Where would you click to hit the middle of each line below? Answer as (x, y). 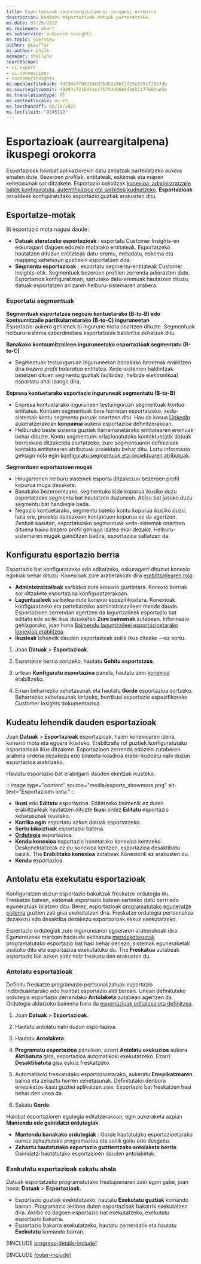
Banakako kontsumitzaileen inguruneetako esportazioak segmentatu (94, 345)
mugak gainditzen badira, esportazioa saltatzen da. (107, 536)
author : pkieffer (28, 45)
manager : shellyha (29, 56)
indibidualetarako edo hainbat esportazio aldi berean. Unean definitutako (96, 991)
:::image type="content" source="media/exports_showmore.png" (87, 785)
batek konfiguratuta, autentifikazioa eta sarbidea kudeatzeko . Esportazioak (99, 190)
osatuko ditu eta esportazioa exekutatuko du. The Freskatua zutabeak (93, 949)
